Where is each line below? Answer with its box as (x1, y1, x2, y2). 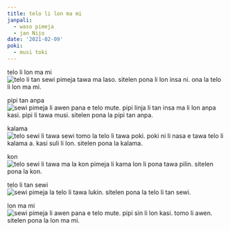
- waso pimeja (13, 23, 54, 30)
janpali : (7, 17, 33, 24)
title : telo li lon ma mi (7, 10, 82, 17)
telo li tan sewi (7, 180, 48, 189)
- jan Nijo (13, 29, 45, 37)
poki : (7, 42, 23, 49)
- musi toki (13, 49, 48, 56)
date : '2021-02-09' (7, 36, 64, 43)
